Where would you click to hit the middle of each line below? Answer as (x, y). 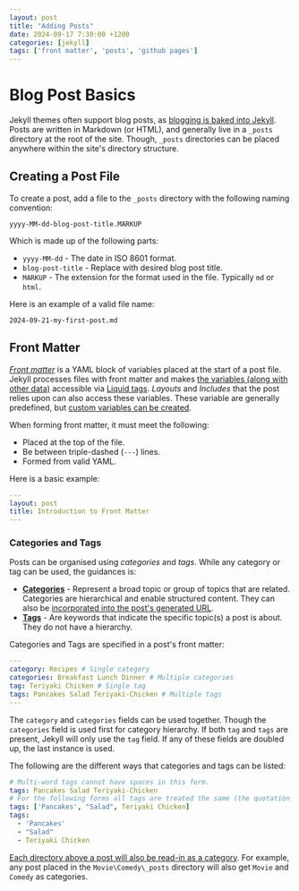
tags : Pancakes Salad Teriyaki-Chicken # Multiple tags (115, 694)
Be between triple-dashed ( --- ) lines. (91, 451)
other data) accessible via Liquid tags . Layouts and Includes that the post (145, 388)
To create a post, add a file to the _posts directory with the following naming (149, 198)
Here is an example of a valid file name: (82, 304)
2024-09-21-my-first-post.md (64, 320)
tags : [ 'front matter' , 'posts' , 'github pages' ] (104, 51)
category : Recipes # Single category (80, 669)
